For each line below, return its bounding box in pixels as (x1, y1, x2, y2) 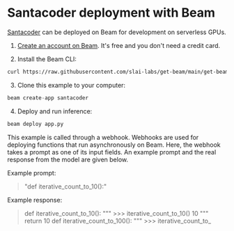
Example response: (7, 196, 63, 204)
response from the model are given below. (7, 155, 129, 164)
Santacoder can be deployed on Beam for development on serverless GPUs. (7, 28, 226, 36)
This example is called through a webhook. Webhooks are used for (7, 133, 199, 141)
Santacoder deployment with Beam (7, 5, 216, 21)
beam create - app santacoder (7, 94, 89, 102)
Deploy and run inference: (17, 106, 93, 115)
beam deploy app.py (7, 120, 64, 127)
